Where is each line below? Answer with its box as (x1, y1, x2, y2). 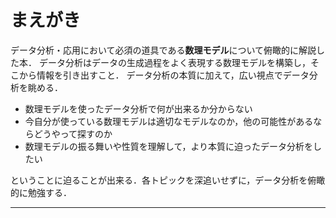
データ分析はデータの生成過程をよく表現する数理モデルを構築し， (38, 56, 311, 68)
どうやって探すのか (33, 127, 113, 140)
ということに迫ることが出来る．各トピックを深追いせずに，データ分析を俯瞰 (10, 174, 326, 186)
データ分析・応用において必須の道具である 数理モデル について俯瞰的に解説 (10, 44, 317, 56)
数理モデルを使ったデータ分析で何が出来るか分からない (24, 102, 253, 115)
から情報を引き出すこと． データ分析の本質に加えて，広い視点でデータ (18, 69, 310, 81)
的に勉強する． (10, 186, 72, 198)
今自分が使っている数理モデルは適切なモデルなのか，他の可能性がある (24, 115, 314, 127)
